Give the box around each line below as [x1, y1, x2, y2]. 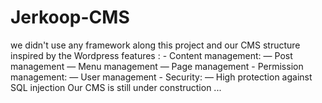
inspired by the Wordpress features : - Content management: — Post [10, 49, 293, 61]
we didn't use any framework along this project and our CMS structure [10, 39, 301, 51]
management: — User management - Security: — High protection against [10, 71, 313, 83]
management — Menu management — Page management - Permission [10, 60, 304, 72]
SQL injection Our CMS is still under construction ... [10, 81, 222, 93]
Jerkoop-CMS [10, 6, 130, 29]
